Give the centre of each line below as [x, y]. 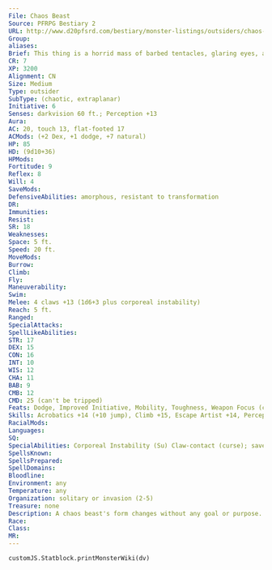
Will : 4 [21, 182]
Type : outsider [34, 91]
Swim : [17, 295]
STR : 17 [21, 340]
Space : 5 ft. [30, 242]
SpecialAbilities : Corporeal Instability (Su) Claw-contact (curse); [128, 446]
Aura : [17, 122]
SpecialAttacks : [36, 325]
